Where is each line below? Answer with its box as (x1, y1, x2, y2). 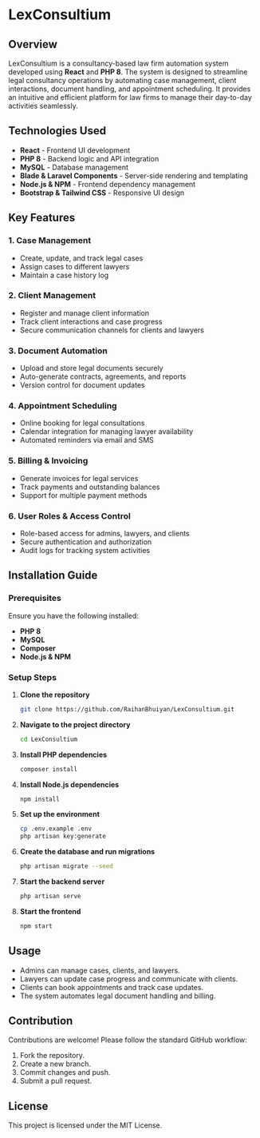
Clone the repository (19, 690, 90, 699)
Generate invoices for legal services (19, 473, 139, 483)
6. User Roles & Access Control (8, 510, 132, 521)
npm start (19, 921, 53, 930)
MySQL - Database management (19, 162, 129, 172)
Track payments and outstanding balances (19, 482, 160, 491)
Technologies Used (8, 124, 106, 137)
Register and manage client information (19, 308, 150, 317)
